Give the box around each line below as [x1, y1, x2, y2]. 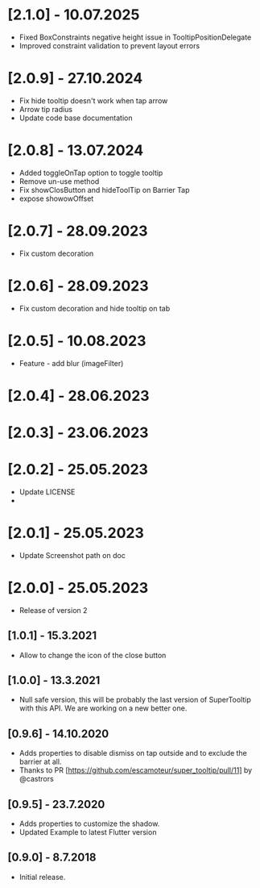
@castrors [19, 774, 54, 784]
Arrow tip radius [19, 104, 73, 114]
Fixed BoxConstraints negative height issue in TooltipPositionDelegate [19, 32, 252, 42]
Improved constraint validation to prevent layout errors [19, 40, 200, 50]
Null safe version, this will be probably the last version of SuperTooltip [19, 695, 251, 705]
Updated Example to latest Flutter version [19, 828, 157, 837]
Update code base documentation [19, 113, 133, 123]
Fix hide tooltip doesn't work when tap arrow [19, 95, 168, 106]
